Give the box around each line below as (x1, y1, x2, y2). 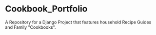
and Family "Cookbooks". (5, 24, 56, 30)
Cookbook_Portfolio (5, 3, 88, 14)
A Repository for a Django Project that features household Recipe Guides (5, 19, 152, 25)
